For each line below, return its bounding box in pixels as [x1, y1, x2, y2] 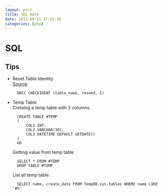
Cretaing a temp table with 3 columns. [12, 105, 91, 111]
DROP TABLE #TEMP [17, 163, 53, 169]
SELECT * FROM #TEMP [17, 159, 60, 164]
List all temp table [12, 172, 49, 178]
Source [12, 81, 27, 87]
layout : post [5, 7, 32, 12]
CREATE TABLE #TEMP [17, 114, 57, 120]
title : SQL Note [5, 12, 39, 17]
